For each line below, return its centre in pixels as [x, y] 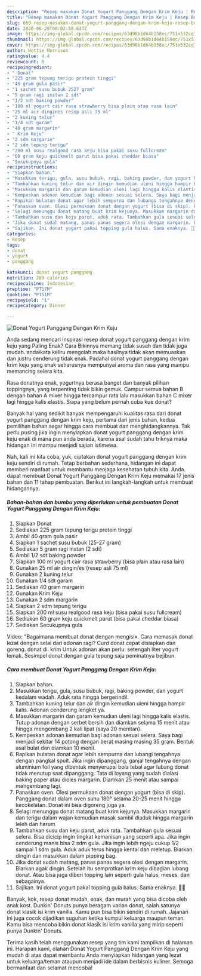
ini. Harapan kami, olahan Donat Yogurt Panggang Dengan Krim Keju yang [98, 949]
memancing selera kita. [35, 372]
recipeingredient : [30, 67]
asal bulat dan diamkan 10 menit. [55, 748]
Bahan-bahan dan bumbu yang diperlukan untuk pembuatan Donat [92, 502]
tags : [13, 245]
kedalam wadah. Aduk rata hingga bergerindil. [72, 697]
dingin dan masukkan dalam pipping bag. [66, 856]
